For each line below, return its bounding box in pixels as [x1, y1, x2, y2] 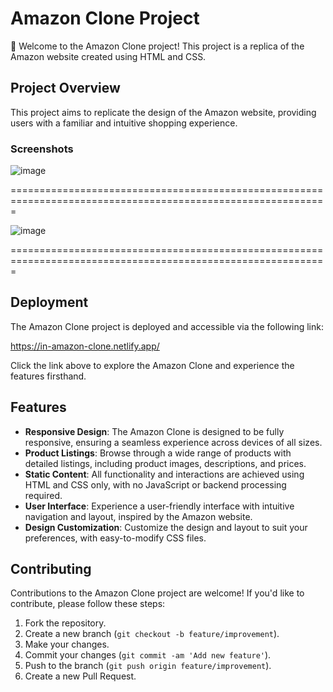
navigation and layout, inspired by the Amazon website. [24, 510, 253, 522]
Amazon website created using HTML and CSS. [10, 50, 207, 62]
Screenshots [10, 142, 74, 156]
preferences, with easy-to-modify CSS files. [24, 532, 207, 544]
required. [24, 489, 63, 501]
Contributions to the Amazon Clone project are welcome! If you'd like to [10, 587, 305, 599]
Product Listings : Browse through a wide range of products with [24, 447, 292, 459]
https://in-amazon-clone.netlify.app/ [10, 340, 160, 352]
